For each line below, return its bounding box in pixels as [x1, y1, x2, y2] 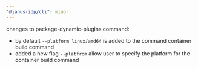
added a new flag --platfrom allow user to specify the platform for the [15, 49, 191, 57]
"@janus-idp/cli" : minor [6, 8, 69, 15]
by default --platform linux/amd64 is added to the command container [15, 37, 192, 44]
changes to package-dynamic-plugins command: [6, 25, 130, 32]
